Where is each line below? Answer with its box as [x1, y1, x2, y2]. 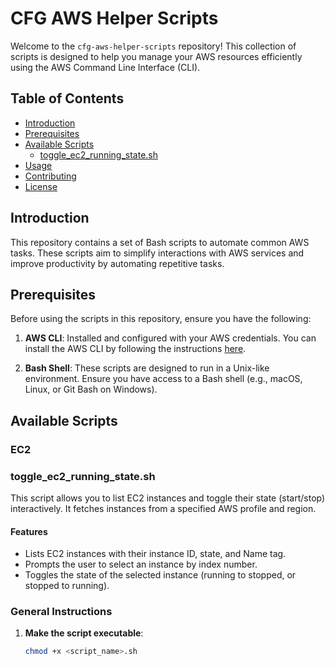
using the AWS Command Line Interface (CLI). [10, 61, 201, 73]
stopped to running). [24, 580, 110, 592]
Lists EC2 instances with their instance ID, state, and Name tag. [24, 548, 287, 560]
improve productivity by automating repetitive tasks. [10, 257, 225, 269]
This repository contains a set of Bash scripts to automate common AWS [10, 236, 310, 248]
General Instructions [10, 605, 113, 619]
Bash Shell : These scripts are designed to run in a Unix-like [24, 362, 270, 374]
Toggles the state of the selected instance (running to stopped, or [24, 569, 297, 581]
